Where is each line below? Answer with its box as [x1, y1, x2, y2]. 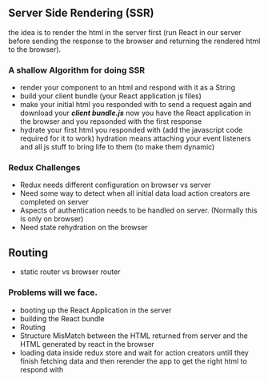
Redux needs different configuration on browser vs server [19, 180, 211, 190]
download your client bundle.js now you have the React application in [19, 108, 251, 118]
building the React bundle [19, 313, 105, 323]
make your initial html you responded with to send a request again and [19, 100, 252, 109]
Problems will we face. [8, 287, 98, 298]
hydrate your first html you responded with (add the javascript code [19, 125, 243, 135]
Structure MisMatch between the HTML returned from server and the [19, 331, 248, 340]
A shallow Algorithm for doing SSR [8, 64, 146, 75]
